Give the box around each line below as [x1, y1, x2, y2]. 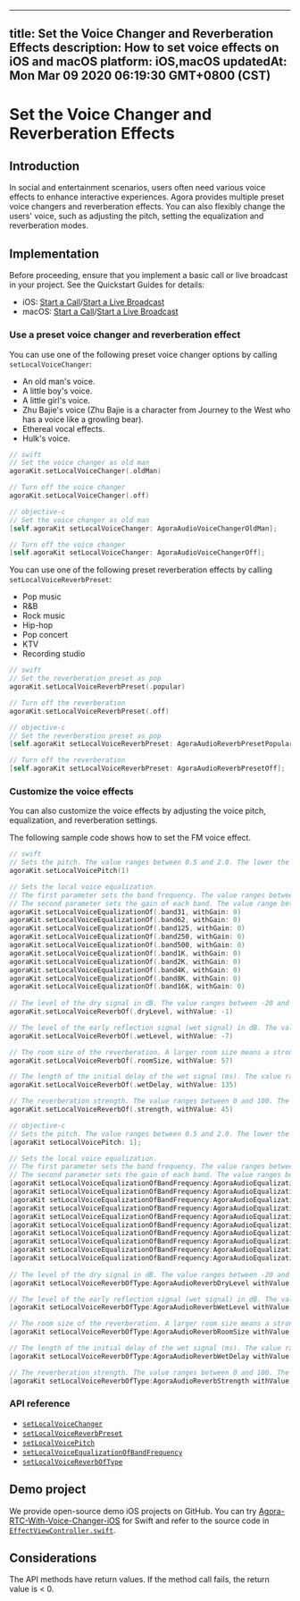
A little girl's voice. [21, 394, 91, 405]
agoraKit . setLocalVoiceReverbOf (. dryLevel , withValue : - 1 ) [9, 1007, 234, 1016]
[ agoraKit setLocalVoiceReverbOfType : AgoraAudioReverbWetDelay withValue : [9, 1351, 294, 1360]
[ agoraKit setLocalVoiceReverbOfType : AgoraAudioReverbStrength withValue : [9, 1377, 294, 1385]
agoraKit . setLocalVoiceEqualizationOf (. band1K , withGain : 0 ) [9, 949, 242, 958]
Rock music [21, 610, 65, 622]
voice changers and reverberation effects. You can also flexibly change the [9, 201, 286, 212]
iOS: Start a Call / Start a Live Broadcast [21, 297, 165, 308]
